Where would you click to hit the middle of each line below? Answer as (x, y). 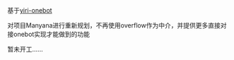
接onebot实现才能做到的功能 (49, 34)
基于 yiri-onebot (30, 10)
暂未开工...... (25, 49)
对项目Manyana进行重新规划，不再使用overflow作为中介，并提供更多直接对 (117, 25)
